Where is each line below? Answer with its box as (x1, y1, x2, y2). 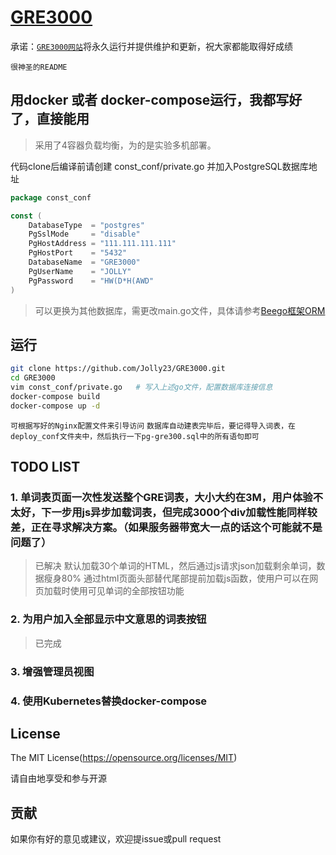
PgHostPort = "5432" (28, 248, 128, 258)
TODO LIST (10, 459, 81, 476)
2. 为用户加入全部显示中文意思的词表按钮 (10, 612, 207, 626)
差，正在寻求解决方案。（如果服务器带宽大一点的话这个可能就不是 (10, 521, 323, 534)
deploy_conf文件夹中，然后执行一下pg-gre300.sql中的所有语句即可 (10, 431, 260, 441)
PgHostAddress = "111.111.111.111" (28, 239, 177, 249)
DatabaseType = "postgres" (28, 220, 145, 230)
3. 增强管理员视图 (10, 664, 95, 678)
